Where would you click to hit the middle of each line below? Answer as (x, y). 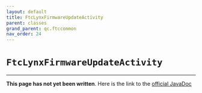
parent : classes (26, 23)
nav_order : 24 (24, 34)
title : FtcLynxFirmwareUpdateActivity (55, 17)
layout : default (26, 12)
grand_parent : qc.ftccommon (41, 28)
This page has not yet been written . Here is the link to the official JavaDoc (99, 84)
